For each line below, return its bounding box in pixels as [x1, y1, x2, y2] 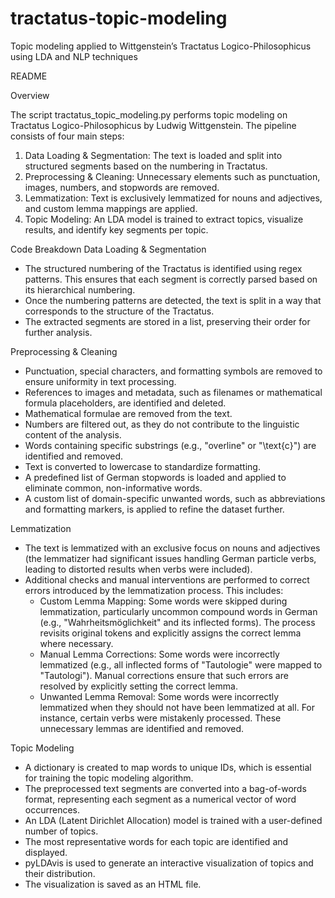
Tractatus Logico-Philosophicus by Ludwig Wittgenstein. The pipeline [10, 119, 297, 131]
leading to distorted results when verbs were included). [24, 563, 253, 575]
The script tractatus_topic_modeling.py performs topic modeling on [10, 108, 288, 121]
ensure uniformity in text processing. [24, 375, 177, 387]
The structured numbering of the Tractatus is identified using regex [24, 262, 303, 274]
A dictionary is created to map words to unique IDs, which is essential [24, 761, 312, 773]
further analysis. [24, 326, 93, 338]
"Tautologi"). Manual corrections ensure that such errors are [39, 669, 289, 681]
